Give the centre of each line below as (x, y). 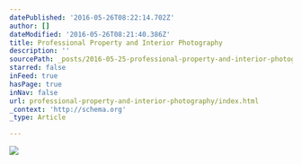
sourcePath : (31, 59)
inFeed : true (34, 76)
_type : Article (38, 117)
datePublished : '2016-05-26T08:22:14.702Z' (92, 17)
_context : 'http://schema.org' (68, 109)
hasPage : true (36, 84)
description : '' (40, 51)
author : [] (30, 26)
